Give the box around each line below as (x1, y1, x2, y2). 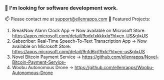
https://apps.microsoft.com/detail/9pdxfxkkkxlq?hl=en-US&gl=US (11, 33, 148, 39)
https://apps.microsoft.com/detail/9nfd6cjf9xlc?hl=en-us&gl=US (11, 49, 145, 55)
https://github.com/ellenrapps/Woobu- (74, 65, 154, 71)
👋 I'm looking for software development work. (4, 4, 118, 11)
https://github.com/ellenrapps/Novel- (81, 54, 159, 60)
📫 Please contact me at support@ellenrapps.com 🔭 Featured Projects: (4, 16, 150, 22)
